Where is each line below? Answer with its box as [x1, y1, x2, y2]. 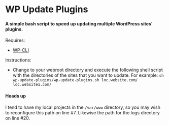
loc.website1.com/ [12, 82, 52, 87]
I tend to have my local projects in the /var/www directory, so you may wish [5, 104, 161, 110]
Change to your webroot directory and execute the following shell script [12, 67, 163, 73]
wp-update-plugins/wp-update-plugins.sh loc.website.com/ [12, 78, 138, 83]
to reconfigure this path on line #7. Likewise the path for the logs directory [5, 109, 160, 115]
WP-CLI [12, 47, 29, 53]
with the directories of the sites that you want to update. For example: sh [12, 72, 164, 78]
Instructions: [5, 57, 31, 63]
